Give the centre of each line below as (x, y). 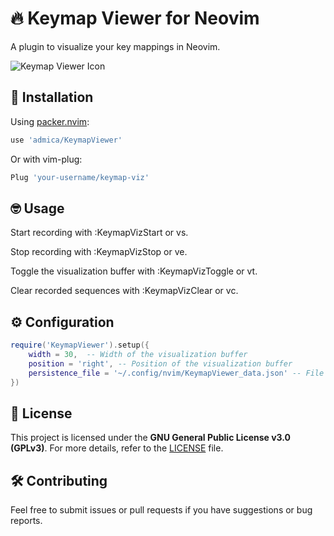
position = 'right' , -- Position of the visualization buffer (160, 363)
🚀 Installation (52, 97)
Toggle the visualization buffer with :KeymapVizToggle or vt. (134, 271)
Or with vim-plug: (46, 159)
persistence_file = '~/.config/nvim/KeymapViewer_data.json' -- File (176, 373)
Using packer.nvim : (50, 121)
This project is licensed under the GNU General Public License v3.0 (151, 438)
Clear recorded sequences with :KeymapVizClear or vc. (124, 291)
